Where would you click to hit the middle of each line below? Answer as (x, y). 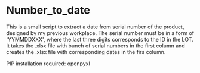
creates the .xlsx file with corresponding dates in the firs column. (86, 52)
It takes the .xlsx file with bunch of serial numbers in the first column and (96, 46)
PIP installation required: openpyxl (48, 64)
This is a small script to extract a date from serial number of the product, (95, 27)
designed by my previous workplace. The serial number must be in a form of (100, 33)
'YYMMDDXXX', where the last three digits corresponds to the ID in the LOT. (100, 39)
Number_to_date (48, 10)
